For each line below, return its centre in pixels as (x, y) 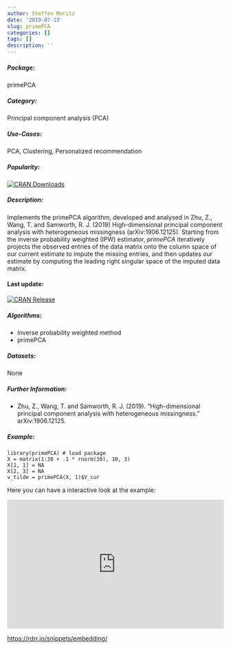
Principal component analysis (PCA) (58, 118)
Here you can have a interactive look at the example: (81, 490)
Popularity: (23, 167)
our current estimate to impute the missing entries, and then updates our (110, 254)
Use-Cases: (25, 134)
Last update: (25, 284)
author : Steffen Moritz (41, 13)
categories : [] (29, 33)
